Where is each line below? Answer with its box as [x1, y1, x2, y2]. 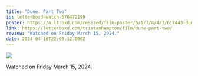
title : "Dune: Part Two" [6, 8, 67, 15]
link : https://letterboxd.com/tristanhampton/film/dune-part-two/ [6, 25, 173, 31]
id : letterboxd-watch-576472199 [6, 14, 85, 20]
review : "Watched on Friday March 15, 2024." [6, 31, 120, 37]
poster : [6, 19, 25, 25]
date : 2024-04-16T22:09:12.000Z [6, 36, 85, 42]
